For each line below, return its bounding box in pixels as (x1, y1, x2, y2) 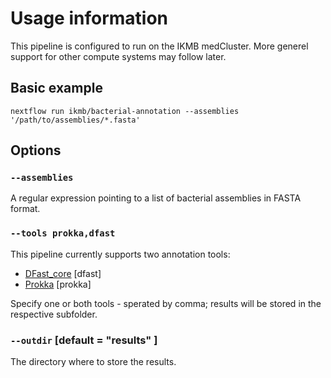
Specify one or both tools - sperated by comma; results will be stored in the (10, 297, 322, 309)
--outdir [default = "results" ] (10, 333, 158, 347)
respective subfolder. (10, 308, 98, 320)
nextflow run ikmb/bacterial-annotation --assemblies (10, 106, 240, 116)
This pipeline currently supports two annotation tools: (10, 248, 231, 260)
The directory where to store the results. (10, 356, 177, 368)
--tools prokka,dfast (10, 228, 116, 239)
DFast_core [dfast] (24, 267, 102, 279)
